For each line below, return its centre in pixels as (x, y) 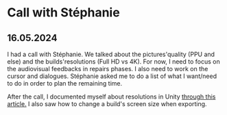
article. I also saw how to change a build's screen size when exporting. (107, 104)
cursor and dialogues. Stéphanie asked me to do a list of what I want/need (112, 76)
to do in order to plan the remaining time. (65, 83)
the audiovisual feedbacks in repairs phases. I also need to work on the (108, 69)
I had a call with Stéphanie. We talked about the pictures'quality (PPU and (111, 54)
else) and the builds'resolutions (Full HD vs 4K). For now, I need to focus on (114, 62)
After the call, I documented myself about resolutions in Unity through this (111, 97)
